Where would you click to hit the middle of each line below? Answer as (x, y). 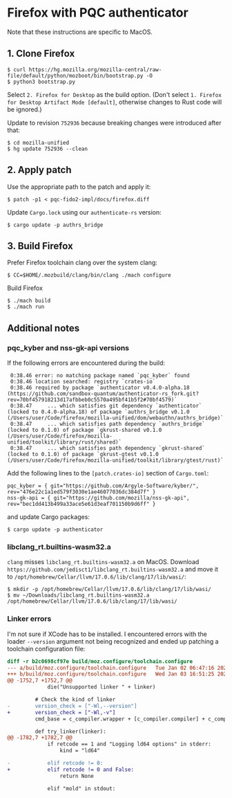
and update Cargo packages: (48, 517)
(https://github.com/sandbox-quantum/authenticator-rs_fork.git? (103, 394)
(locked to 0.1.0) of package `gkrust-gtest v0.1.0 (83, 455)
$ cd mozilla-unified (38, 143)
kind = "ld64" (80, 751)
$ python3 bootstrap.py (41, 82)
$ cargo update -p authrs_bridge (55, 225)
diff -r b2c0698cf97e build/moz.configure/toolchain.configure (100, 661)
